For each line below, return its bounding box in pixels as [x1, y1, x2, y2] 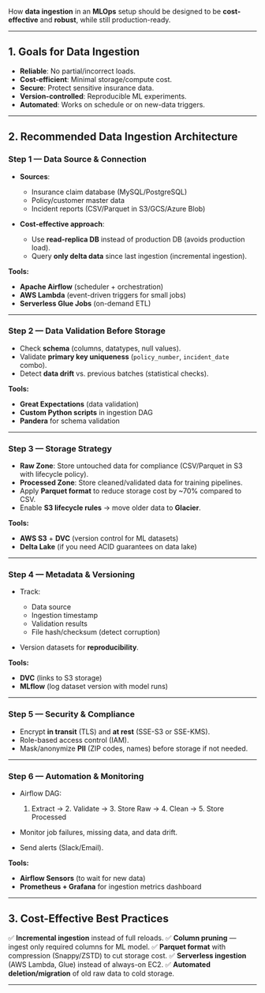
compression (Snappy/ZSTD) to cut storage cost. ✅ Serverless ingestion [8, 950, 247, 960]
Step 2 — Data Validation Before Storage [8, 325, 166, 336]
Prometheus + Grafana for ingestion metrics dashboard [19, 882, 202, 891]
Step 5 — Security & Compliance [8, 709, 136, 720]
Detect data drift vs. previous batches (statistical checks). [19, 369, 209, 378]
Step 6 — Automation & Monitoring [8, 770, 144, 781]
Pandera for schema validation [19, 416, 121, 425]
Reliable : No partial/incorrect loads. [19, 66, 136, 76]
